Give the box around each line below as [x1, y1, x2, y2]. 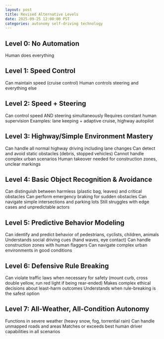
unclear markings [5, 161, 41, 167]
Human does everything [5, 52, 55, 58]
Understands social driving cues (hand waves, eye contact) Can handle [5, 237, 151, 243]
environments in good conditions [5, 248, 72, 254]
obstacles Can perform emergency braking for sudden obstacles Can [5, 194, 147, 200]
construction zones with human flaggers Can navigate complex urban [5, 242, 148, 248]
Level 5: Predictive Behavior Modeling [5, 218, 125, 227]
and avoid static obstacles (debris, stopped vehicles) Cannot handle [5, 150, 144, 156]
